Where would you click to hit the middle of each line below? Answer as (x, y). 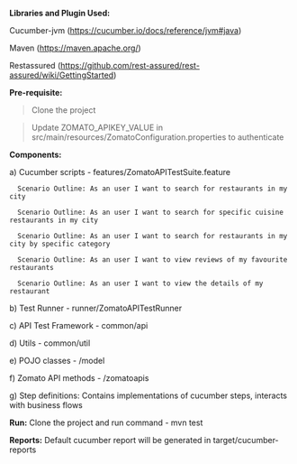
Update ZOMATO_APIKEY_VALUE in (97, 127)
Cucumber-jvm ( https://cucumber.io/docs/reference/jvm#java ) (126, 30)
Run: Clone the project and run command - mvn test (106, 422)
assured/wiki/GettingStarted (62, 75)
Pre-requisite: (36, 93)
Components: (36, 154)
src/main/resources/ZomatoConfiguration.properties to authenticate (157, 137)
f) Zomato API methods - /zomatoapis (79, 378)
